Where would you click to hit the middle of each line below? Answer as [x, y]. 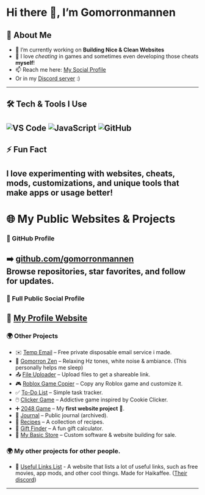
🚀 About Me [29, 35]
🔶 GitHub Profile [31, 238]
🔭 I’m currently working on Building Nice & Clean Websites [90, 50]
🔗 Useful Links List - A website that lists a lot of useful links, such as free [106, 466]
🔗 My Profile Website [47, 318]
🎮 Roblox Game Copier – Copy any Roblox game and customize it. [99, 383]
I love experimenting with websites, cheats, [91, 173]
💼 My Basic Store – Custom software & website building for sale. [96, 434]
